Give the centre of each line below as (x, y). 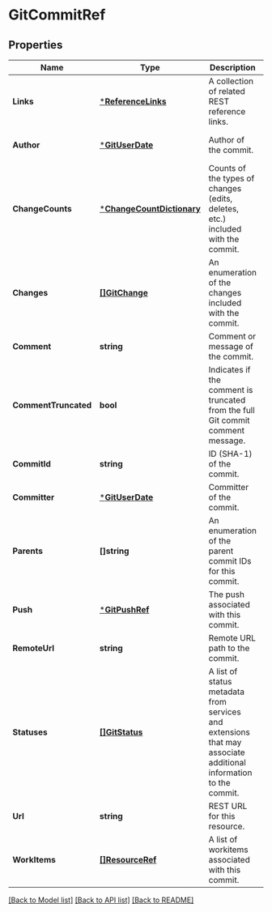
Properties (36, 45)
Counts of (227, 168)
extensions (229, 732)
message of (231, 346)
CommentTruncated (52, 405)
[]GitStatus (121, 732)
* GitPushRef (125, 609)
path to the (229, 648)
